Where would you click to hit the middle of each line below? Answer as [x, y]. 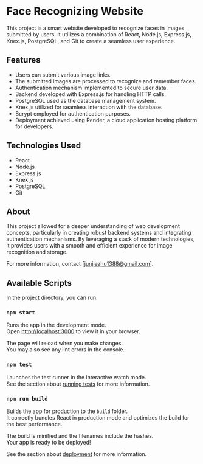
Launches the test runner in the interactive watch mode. [77, 377]
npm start [21, 313]
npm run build [27, 399]
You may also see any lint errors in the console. [65, 350]
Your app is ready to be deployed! [49, 443]
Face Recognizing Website [75, 11]
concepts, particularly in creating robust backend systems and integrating [99, 233]
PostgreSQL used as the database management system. [85, 100]
